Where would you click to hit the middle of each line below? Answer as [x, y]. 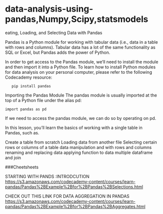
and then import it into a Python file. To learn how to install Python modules [80, 67]
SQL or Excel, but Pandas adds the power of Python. [58, 52]
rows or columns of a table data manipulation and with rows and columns [78, 147]
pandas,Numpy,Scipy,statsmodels [77, 19]
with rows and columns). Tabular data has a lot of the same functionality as [80, 47]
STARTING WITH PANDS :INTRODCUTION [47, 176]
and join [13, 157]
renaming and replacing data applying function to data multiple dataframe [79, 152]
